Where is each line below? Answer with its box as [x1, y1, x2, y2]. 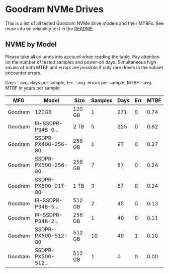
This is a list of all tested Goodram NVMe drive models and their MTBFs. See [5, 20, 164, 26]
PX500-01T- [34, 182, 67, 189]
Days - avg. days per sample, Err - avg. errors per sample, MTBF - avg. [5, 79, 152, 85]
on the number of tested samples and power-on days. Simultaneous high [5, 59, 156, 65]
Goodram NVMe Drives [5, 4, 104, 15]
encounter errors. [5, 70, 42, 76]
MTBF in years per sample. [5, 85, 61, 91]
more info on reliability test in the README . [5, 25, 94, 31]
